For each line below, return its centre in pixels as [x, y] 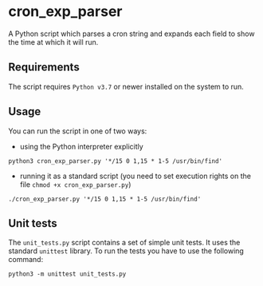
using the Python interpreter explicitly [81, 146]
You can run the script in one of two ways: [78, 131]
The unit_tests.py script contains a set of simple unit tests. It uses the [124, 243]
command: [26, 260]
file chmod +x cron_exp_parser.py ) [75, 184]
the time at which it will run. [53, 42]
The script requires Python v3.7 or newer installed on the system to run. [126, 86]
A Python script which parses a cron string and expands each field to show [131, 34]
